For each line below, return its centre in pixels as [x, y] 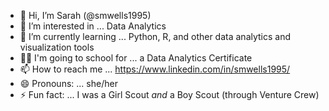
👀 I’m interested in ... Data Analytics [93, 26]
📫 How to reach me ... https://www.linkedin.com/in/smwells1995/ [155, 69]
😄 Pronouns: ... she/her [68, 83]
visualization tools [57, 47]
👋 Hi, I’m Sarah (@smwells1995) [85, 15]
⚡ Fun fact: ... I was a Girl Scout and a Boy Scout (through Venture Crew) [169, 94]
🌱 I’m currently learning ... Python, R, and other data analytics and [155, 36]
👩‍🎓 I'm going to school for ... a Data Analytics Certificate [136, 58]
